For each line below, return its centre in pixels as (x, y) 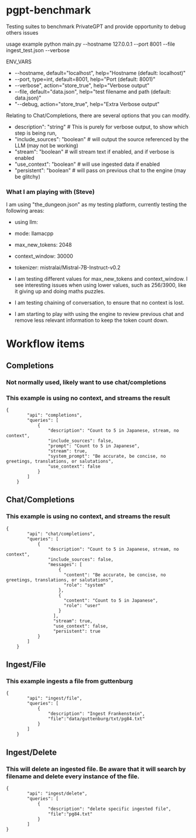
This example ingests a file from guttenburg (70, 682)
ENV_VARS (19, 62)
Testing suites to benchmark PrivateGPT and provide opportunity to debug (96, 26)
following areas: (25, 211)
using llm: (26, 222)
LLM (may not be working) (47, 145)
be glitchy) (27, 176)
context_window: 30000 (44, 256)
